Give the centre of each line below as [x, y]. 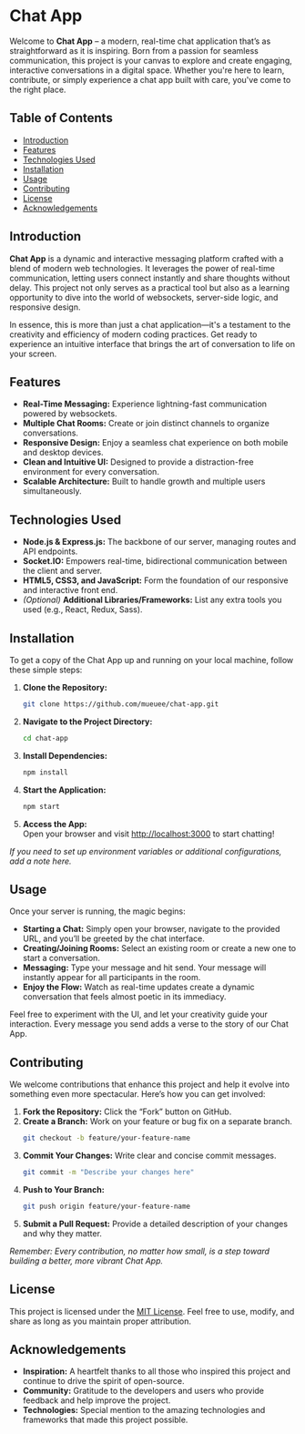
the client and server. [62, 571]
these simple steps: [46, 670]
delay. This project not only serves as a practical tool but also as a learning [149, 287]
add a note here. [41, 861]
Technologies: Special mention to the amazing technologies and [144, 1410]
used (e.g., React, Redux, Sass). [82, 609]
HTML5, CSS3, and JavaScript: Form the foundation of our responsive [155, 580]
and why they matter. [62, 1233]
